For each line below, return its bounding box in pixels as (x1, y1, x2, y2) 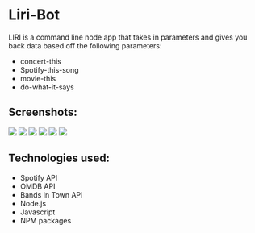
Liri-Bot (8, 6, 61, 24)
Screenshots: (8, 106, 78, 119)
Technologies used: (8, 152, 111, 165)
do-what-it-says (19, 82, 74, 92)
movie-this (19, 73, 56, 83)
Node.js (19, 198, 47, 208)
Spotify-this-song (19, 64, 79, 74)
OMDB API (19, 181, 56, 191)
